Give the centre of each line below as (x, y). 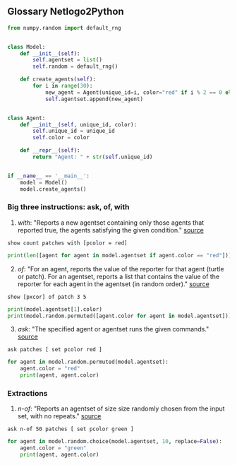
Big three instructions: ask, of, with (68, 207)
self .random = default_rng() (75, 66)
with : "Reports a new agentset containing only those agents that (111, 223)
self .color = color (61, 138)
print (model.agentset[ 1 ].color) (55, 309)
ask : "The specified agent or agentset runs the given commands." (113, 329)
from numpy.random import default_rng (64, 28)
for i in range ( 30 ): (63, 86)
